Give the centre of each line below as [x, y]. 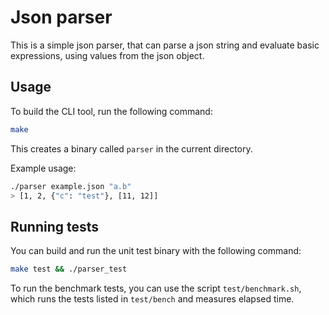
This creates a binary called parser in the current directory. [131, 148]
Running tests [55, 226]
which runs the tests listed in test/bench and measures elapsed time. [152, 299]
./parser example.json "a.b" [71, 186]
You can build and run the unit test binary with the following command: [156, 251]
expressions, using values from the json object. [107, 55]
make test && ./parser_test [69, 269]
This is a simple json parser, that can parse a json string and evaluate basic [165, 45]
